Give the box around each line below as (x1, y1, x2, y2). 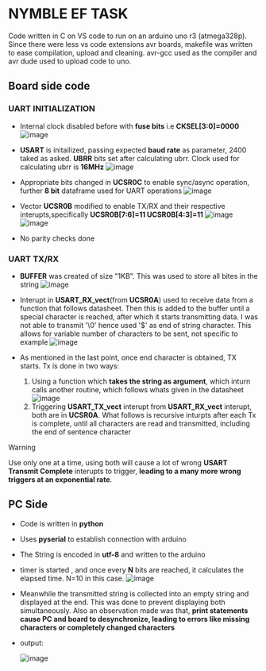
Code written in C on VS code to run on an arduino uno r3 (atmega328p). (8, 31, 248, 40)
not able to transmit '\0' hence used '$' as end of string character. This (19, 320, 252, 330)
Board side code (8, 79, 91, 93)
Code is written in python (19, 519, 104, 528)
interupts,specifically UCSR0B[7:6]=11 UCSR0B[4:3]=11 (19, 210, 204, 219)
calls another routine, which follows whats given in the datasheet (31, 384, 245, 394)
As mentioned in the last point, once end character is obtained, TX (19, 353, 237, 362)
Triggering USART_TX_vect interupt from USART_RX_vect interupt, (31, 402, 253, 411)
